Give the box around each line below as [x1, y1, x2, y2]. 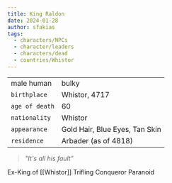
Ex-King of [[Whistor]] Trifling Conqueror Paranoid [7, 167, 154, 176]
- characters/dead [13, 50, 69, 57]
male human [11, 78, 52, 88]
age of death [11, 102, 55, 110]
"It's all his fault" [24, 154, 74, 162]
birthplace [11, 90, 47, 99]
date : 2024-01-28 [7, 17, 59, 24]
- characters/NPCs [13, 37, 69, 44]
